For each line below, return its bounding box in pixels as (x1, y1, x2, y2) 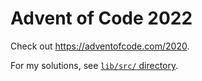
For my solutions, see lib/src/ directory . (10, 59, 179, 71)
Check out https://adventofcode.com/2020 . (10, 40, 190, 52)
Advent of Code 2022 (10, 7, 193, 30)
